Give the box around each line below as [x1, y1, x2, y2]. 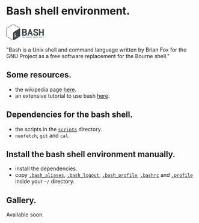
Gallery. [6, 195, 37, 205]
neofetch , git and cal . [14, 132, 70, 139]
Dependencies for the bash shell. [6, 110, 133, 120]
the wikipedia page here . [14, 86, 77, 93]
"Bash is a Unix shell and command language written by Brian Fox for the [6, 46, 187, 53]
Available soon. [6, 211, 44, 218]
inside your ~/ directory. [14, 178, 75, 185]
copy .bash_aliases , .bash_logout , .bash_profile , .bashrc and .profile [14, 171, 194, 179]
